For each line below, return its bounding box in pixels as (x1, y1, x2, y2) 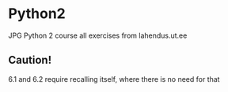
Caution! (8, 53, 52, 67)
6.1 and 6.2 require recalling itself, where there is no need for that (8, 74, 220, 83)
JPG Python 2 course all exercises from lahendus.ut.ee (8, 31, 188, 40)
